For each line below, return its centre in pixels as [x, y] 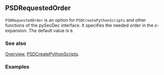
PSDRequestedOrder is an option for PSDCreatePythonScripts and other [76, 20]
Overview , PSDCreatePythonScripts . [42, 54]
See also [16, 43]
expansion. [16, 30]
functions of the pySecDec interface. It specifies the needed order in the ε [81, 25]
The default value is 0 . [51, 30]
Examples [17, 67]
